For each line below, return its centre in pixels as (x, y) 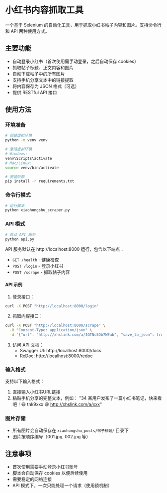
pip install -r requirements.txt (40, 181)
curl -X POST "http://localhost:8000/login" (52, 306)
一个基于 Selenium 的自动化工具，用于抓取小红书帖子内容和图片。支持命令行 (83, 25)
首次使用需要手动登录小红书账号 (45, 467)
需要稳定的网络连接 (32, 479)
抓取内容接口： (28, 316)
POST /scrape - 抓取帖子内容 (41, 272)
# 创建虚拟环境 (19, 136)
